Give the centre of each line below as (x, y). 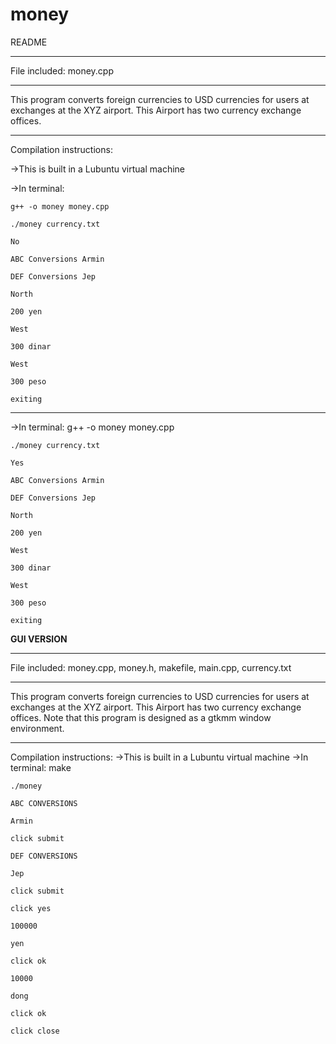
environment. (37, 728)
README (29, 42)
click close (35, 1031)
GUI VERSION (39, 639)
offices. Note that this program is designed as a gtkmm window (141, 717)
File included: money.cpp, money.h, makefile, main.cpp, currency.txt (151, 667)
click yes (31, 908)
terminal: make (41, 767)
